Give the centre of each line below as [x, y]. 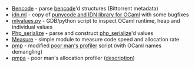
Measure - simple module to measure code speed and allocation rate [95, 39]
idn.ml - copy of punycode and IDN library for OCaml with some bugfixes [100, 15]
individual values [32, 27]
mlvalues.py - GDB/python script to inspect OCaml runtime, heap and [96, 21]
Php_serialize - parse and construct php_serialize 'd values [82, 33]
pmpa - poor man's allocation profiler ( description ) [73, 58]
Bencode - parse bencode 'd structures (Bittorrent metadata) [85, 8]
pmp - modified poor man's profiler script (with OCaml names [87, 45]
